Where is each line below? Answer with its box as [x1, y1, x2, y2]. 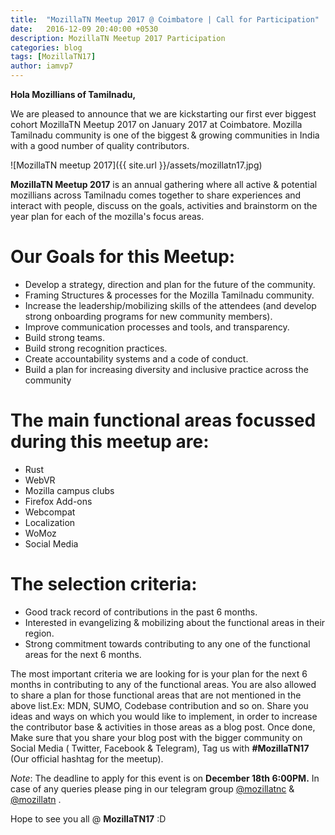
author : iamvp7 [10, 61, 74, 71]
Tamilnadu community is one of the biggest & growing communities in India [10, 129, 320, 141]
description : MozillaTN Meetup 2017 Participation [10, 33, 226, 43]
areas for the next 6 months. [24, 648, 142, 660]
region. [24, 627, 55, 639]
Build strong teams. [24, 331, 106, 343]
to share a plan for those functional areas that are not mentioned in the [10, 689, 302, 701]
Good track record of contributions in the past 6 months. [24, 606, 258, 618]
